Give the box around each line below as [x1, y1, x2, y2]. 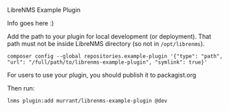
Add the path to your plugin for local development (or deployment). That [7, 32, 212, 40]
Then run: [7, 84, 35, 92]
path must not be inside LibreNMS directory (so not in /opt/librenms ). [7, 40, 205, 47]
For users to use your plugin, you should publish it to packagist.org [7, 71, 197, 79]
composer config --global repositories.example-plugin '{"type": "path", [7, 53, 223, 60]
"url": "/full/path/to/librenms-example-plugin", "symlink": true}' [7, 59, 208, 66]
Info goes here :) [7, 19, 54, 27]
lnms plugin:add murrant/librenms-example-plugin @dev [7, 97, 168, 104]
